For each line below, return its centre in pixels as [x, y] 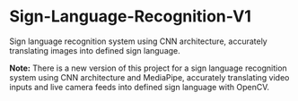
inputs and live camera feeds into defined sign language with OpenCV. [140, 87]
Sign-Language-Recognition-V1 [130, 17]
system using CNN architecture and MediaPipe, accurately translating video [149, 77]
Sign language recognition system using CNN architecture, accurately [138, 41]
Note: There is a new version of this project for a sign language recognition [148, 68]
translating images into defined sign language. [95, 50]
